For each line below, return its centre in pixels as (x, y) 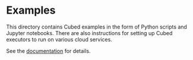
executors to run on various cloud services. (59, 39)
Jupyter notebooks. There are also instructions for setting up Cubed (89, 33)
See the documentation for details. (48, 50)
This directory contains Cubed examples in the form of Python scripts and (96, 27)
